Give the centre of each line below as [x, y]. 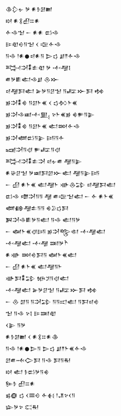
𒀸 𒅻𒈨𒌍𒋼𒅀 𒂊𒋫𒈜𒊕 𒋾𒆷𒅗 [56, 231]
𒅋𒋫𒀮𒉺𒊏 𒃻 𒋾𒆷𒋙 [38, 68]
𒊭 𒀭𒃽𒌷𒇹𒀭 [23, 21]
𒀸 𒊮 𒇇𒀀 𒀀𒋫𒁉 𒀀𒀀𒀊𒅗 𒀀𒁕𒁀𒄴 [52, 302]
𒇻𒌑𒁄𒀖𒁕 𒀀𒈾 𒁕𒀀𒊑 [38, 360]
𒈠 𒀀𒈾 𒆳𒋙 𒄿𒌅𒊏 [31, 313]
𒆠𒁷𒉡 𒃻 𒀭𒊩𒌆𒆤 [29, 9]
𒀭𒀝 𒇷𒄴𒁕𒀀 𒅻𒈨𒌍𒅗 [41, 255]
